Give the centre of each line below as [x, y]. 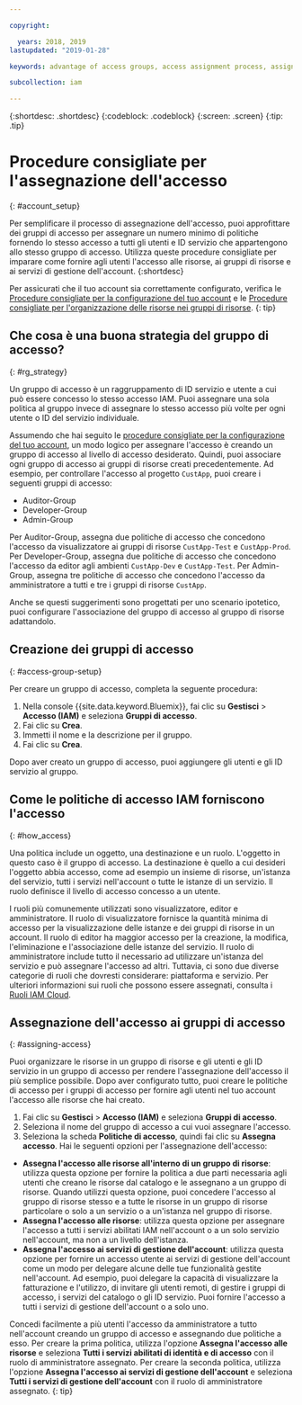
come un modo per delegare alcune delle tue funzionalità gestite [142, 1268]
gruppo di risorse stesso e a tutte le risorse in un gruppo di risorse [145, 1202]
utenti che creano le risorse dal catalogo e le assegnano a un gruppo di [154, 1183]
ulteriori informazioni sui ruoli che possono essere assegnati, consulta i [141, 985]
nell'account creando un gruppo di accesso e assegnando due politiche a [145, 1334]
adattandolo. [33, 621]
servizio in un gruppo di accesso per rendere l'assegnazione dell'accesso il [149, 1071]
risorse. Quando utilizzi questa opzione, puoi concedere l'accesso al [149, 1192]
